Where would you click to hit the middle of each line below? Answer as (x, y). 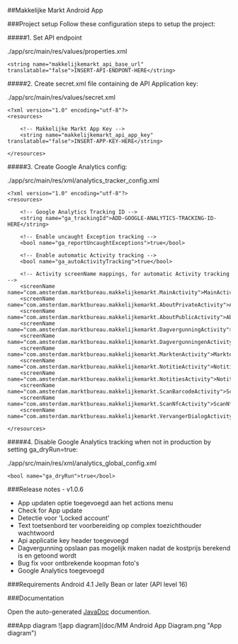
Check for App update (50, 510)
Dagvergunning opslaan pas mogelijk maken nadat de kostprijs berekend (124, 548)
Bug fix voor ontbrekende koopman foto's (78, 563)
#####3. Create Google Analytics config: (67, 167)
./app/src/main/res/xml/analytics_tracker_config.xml (83, 180)
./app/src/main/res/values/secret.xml (61, 97)
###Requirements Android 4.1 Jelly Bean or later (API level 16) (97, 584)
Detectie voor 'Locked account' (63, 518)
